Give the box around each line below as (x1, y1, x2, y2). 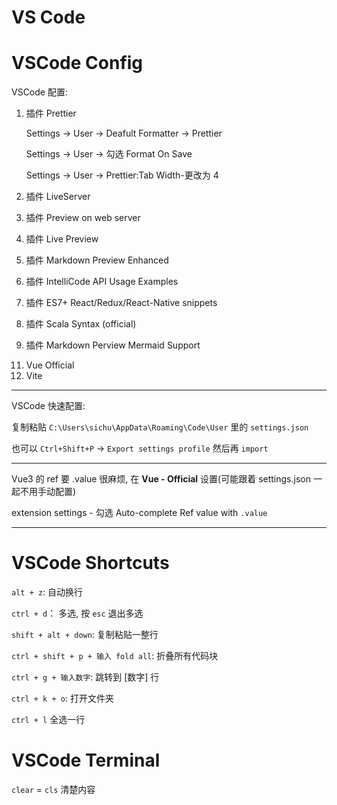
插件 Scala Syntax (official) (25, 318, 137, 330)
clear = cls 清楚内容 (11, 784, 96, 795)
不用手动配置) (19, 486, 77, 498)
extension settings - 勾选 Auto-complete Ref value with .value (11, 507, 268, 519)
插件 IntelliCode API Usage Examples (25, 276, 179, 288)
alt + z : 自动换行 (11, 586, 84, 598)
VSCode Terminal (11, 749, 161, 772)
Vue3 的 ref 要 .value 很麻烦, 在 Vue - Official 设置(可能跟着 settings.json (11, 473, 311, 485)
